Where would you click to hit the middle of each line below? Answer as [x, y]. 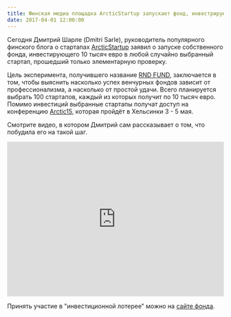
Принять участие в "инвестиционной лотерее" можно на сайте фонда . [111, 306]
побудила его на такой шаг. [47, 132]
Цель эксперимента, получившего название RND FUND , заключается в [112, 75]
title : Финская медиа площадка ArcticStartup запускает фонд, [98, 13]
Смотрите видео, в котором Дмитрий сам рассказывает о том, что [106, 124]
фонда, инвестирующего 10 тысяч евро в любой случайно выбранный [110, 54]
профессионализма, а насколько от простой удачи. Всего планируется [112, 89]
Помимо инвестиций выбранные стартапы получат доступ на [98, 104]
